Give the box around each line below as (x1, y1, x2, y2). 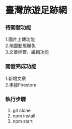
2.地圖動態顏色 (5, 42, 36, 49)
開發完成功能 (5, 63, 37, 70)
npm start (12, 118, 33, 124)
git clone (12, 107, 31, 114)
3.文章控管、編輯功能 (5, 49, 49, 55)
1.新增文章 (5, 75, 26, 81)
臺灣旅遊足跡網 (5, 5, 67, 16)
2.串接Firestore (5, 81, 37, 88)
